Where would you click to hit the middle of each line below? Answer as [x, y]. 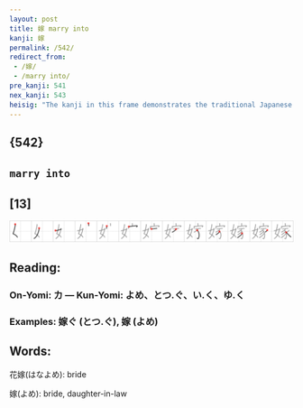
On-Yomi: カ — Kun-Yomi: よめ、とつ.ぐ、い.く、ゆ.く [127, 295]
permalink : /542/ [42, 48]
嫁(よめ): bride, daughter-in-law [69, 394]
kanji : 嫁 [27, 38]
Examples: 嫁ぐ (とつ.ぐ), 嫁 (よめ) [84, 321]
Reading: [35, 268]
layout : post [34, 19]
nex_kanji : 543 [38, 95]
